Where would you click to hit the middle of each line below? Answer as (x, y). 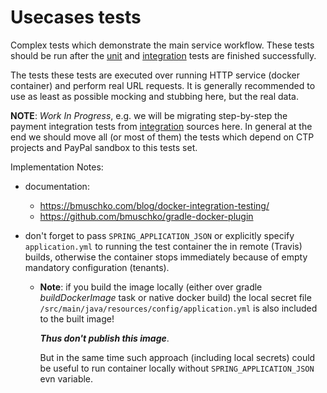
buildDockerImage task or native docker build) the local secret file (175, 297)
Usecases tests (76, 17)
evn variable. (66, 378)
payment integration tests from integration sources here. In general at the (161, 126)
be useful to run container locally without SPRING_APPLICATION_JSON (177, 368)
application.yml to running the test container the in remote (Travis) (163, 246)
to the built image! (77, 318)
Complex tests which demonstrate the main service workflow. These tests (162, 45)
